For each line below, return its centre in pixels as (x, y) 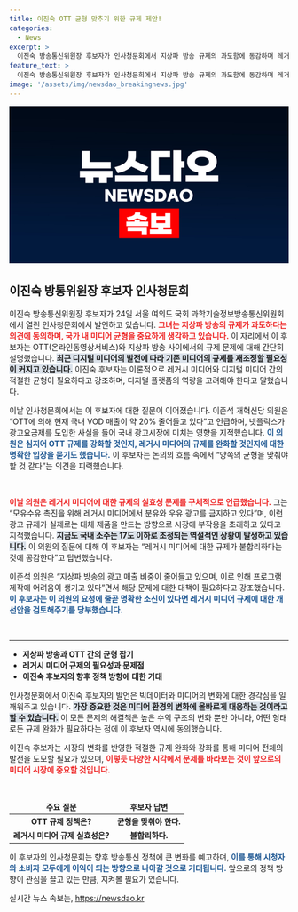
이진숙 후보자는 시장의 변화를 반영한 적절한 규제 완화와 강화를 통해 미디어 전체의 (146, 748)
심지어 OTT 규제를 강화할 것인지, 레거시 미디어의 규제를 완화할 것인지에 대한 (154, 444)
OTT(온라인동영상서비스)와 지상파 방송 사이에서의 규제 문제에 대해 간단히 (158, 348)
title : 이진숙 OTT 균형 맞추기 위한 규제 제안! (86, 19)
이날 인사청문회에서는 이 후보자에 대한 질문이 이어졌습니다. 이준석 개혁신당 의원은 (149, 411)
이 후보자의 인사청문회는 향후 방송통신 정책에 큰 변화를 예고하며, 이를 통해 (135, 857)
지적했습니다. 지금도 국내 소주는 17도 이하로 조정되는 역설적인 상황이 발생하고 (141, 536)
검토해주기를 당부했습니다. (78, 610)
